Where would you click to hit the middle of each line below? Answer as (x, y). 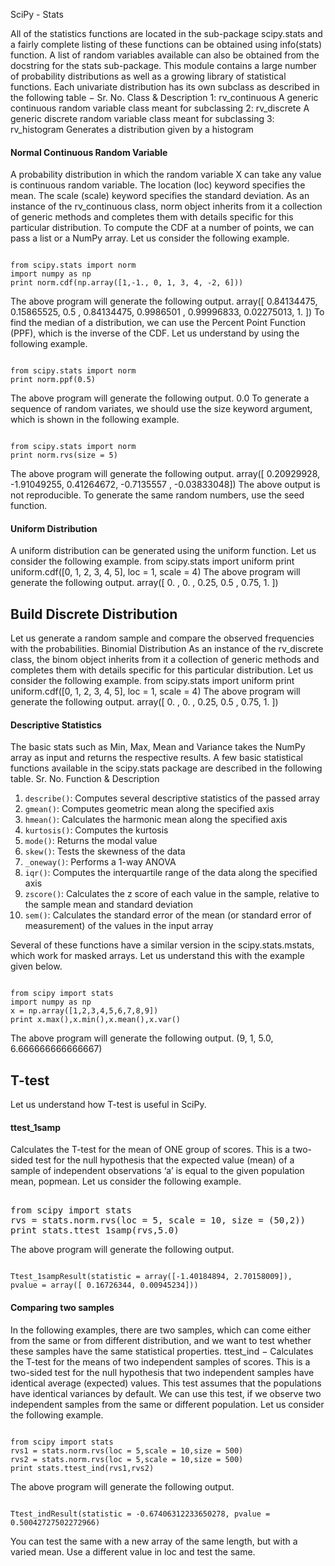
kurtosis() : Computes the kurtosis (96, 830)
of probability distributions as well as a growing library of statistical (148, 76)
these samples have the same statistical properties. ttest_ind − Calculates (162, 1351)
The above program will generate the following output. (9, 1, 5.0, (142, 1038)
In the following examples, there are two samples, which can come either (161, 1330)
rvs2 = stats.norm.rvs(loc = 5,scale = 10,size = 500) (127, 1459)
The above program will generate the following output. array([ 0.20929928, (165, 474)
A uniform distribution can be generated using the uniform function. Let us (163, 551)
